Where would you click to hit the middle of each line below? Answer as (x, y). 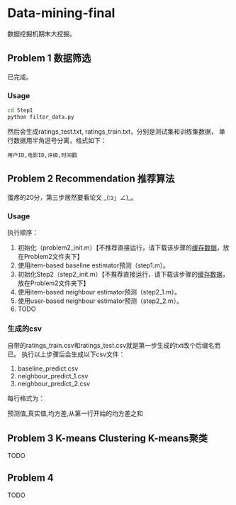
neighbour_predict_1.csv (53, 376)
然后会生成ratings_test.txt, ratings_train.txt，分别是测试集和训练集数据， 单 (116, 131)
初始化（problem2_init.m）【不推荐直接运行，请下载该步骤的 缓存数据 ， (120, 248)
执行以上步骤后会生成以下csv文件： (73, 354)
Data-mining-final (61, 13)
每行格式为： (26, 398)
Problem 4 (31, 478)
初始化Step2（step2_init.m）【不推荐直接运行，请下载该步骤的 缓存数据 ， (123, 274)
